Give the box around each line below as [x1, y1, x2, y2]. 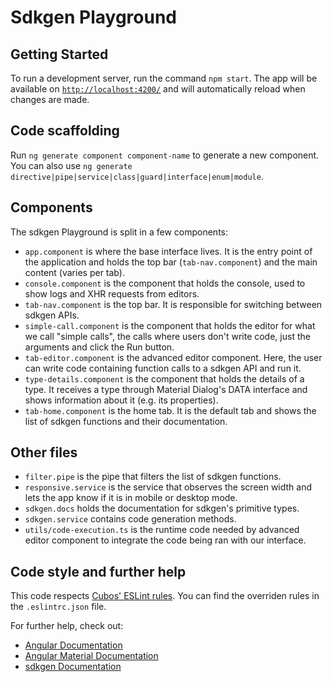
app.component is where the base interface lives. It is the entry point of [24, 245, 313, 257]
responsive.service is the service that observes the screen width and [24, 481, 313, 493]
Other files [10, 444, 78, 461]
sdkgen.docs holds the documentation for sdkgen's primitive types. [24, 502, 300, 515]
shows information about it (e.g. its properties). [24, 394, 219, 406]
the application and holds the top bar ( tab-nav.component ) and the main [24, 256, 318, 268]
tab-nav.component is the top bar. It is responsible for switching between [24, 298, 323, 310]
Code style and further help [10, 563, 187, 580]
